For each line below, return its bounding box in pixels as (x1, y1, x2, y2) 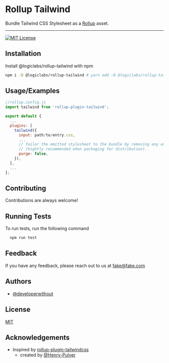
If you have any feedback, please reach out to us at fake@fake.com (5, 263, 145, 269)
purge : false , (18, 151, 49, 157)
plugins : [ (10, 123, 33, 128)
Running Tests (5, 212, 51, 221)
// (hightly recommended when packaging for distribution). (18, 146, 147, 152)
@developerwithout (12, 290, 54, 296)
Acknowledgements (5, 333, 70, 342)
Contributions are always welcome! (5, 197, 78, 203)
